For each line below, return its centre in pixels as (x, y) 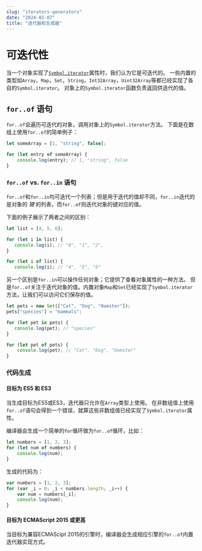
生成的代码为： (25, 471)
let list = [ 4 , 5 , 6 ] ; (35, 228)
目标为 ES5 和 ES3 (29, 388)
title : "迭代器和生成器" (34, 23)
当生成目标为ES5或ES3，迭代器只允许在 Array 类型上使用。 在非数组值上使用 (100, 403)
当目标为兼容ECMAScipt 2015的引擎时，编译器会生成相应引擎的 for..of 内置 (100, 534)
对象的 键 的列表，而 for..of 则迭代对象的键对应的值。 (78, 204)
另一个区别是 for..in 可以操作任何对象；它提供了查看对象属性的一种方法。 (98, 279)
